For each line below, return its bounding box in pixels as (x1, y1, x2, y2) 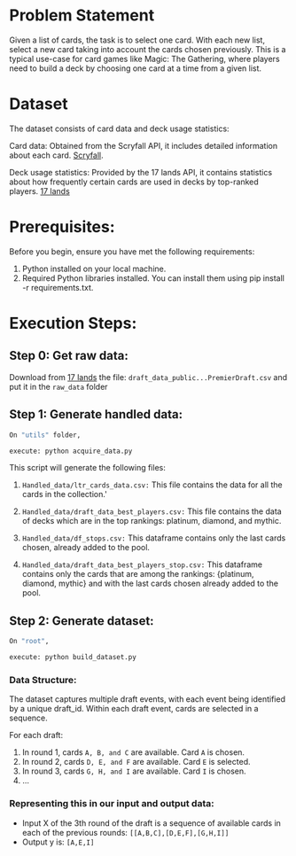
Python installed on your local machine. (21, 263, 167, 274)
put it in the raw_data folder (9, 381, 108, 392)
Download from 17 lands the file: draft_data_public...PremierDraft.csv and (9, 371, 288, 382)
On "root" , (9, 637, 50, 646)
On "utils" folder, (9, 431, 82, 440)
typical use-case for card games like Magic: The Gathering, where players (9, 53, 281, 64)
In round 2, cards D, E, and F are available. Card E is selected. (21, 757, 251, 767)
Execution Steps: (9, 314, 137, 333)
